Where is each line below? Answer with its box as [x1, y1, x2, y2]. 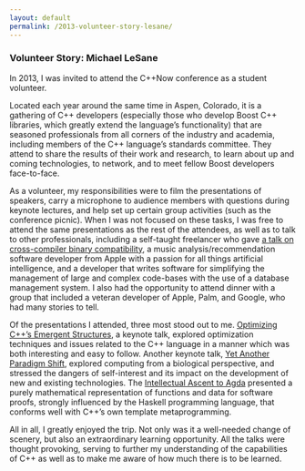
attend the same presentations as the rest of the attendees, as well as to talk [9, 224, 296, 235]
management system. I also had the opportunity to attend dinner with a [9, 282, 276, 292]
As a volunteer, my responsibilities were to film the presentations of [9, 185, 262, 196]
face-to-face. [9, 168, 60, 179]
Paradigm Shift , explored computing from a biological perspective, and [9, 357, 275, 369]
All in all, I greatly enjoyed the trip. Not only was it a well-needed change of [9, 424, 291, 435]
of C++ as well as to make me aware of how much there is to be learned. [9, 453, 282, 464]
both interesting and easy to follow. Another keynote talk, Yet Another [9, 348, 270, 359]
